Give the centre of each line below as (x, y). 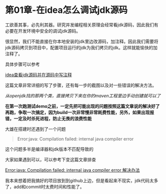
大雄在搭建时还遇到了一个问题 (35, 129)
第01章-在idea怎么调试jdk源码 (66, 10)
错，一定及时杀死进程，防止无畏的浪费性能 (48, 118)
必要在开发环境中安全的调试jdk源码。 (43, 31)
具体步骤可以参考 (22, 64)
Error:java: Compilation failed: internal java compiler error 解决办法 (72, 170)
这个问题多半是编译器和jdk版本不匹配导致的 (49, 149)
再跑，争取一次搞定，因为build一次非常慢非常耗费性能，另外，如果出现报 (80, 112)
